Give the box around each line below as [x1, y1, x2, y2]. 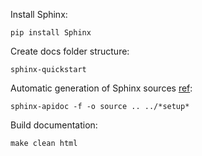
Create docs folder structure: [10, 45, 130, 57]
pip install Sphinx [10, 28, 92, 38]
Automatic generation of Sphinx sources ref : [10, 82, 193, 94]
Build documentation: [10, 119, 98, 131]
